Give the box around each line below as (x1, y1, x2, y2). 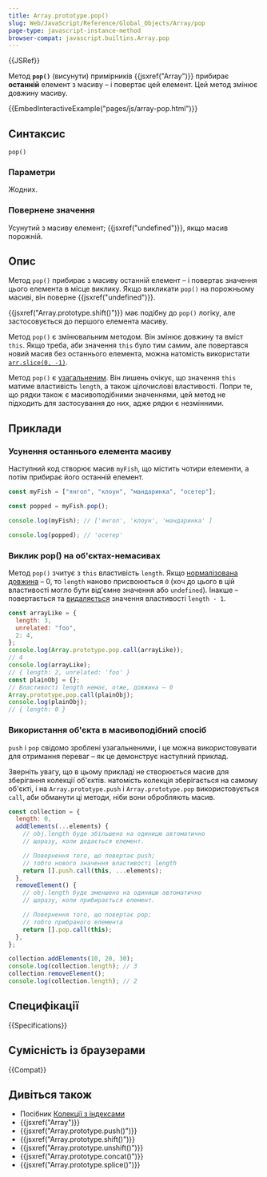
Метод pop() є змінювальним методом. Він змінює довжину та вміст (8, 332, 244, 342)
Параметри (8, 166, 56, 177)
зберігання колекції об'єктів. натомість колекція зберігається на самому (8, 775, 258, 785)
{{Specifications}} (8, 1020, 68, 1030)
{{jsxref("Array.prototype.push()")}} (19, 1126, 137, 1135)
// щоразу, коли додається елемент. (22, 837, 145, 845)
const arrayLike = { (8, 609, 78, 617)
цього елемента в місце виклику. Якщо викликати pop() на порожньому (8, 284, 255, 294)
